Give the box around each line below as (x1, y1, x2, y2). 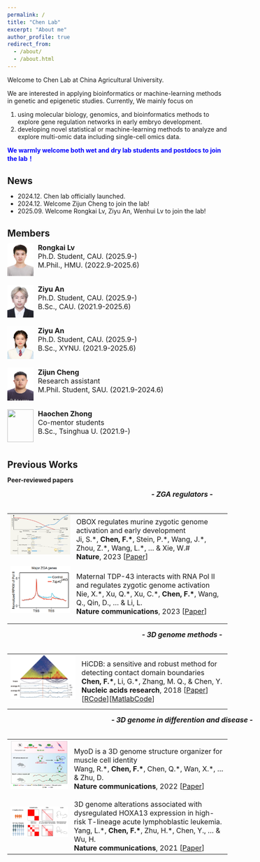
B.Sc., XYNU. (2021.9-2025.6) (38, 343, 136, 353)
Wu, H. (73, 835, 96, 845)
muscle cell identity (73, 756, 138, 765)
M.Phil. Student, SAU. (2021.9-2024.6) (38, 385, 164, 395)
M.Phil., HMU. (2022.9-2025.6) (38, 260, 140, 269)
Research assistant (38, 376, 101, 386)
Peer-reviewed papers (7, 476, 74, 484)
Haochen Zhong (38, 409, 93, 418)
